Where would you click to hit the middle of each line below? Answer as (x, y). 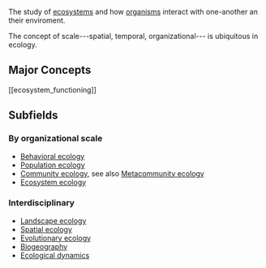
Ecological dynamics (55, 255)
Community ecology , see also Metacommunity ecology (112, 173)
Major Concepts (50, 70)
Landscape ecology (53, 220)
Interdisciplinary (42, 203)
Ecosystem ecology (53, 182)
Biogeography (44, 246)
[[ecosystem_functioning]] (53, 89)
